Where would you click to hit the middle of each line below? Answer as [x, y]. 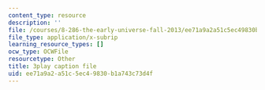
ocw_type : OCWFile [38, 52]
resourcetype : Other [42, 59]
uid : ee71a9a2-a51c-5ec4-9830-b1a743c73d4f [81, 74]
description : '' [35, 23]
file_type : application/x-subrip [63, 37]
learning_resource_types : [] [56, 45]
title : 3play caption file [52, 67]
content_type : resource [47, 15]
